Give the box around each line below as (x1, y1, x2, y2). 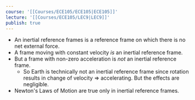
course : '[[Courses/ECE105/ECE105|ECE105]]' (5, 8, 118, 15)
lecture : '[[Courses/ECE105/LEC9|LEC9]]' (5, 14, 110, 20)
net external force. (14, 43, 60, 50)
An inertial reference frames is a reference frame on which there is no (14, 37, 186, 44)
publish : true (5, 20, 41, 26)
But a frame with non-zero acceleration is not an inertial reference (14, 55, 177, 63)
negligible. (23, 81, 49, 88)
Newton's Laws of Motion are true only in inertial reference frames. (14, 87, 179, 95)
